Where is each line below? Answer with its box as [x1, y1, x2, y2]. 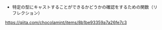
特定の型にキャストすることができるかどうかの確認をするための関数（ [12, 4, 154, 10]
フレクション [12, 10, 38, 16]
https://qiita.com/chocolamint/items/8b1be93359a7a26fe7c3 [5, 20, 127, 25]
